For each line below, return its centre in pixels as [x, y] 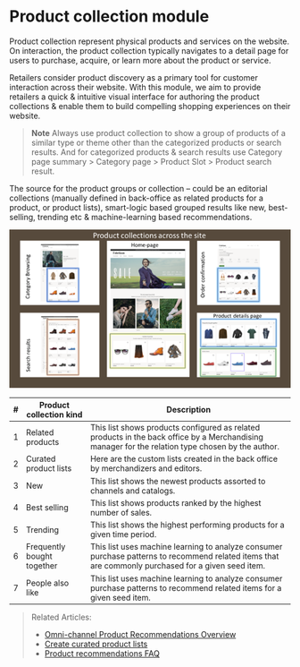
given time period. [124, 534]
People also [48, 583]
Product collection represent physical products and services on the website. [150, 41]
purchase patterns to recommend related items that [185, 556]
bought [39, 556]
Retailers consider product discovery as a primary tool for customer [134, 77]
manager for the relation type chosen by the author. [185, 447]
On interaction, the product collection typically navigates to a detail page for [149, 50]
